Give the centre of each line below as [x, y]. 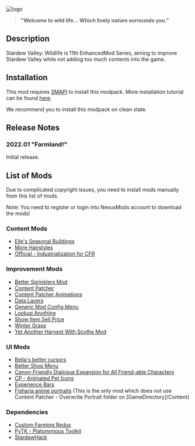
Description [28, 39]
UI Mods [18, 347]
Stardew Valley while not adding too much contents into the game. [86, 59]
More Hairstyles [34, 248]
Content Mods [27, 229]
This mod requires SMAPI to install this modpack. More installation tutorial [95, 91]
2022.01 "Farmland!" [37, 144]
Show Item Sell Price [39, 319]
